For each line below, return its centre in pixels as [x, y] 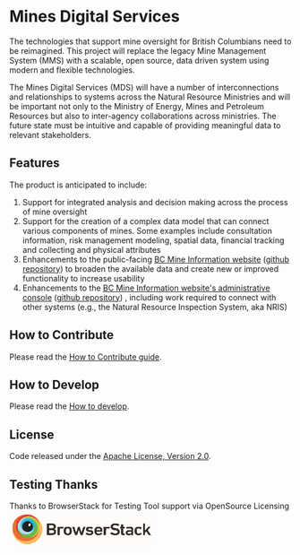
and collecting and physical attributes [91, 249]
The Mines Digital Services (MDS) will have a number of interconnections [144, 87]
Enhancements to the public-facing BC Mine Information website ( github [155, 259]
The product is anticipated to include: [78, 185]
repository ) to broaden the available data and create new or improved [150, 269]
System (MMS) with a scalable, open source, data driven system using [139, 60]
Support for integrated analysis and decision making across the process [155, 202]
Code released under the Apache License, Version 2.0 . [110, 456]
